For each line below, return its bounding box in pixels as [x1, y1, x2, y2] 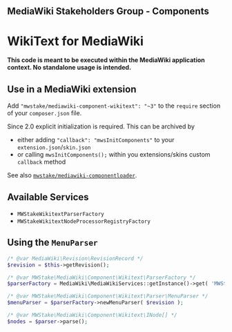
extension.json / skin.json [17, 143, 91, 151]
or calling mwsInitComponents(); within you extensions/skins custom [17, 150, 211, 159]
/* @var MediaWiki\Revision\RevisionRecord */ [7, 255, 144, 262]
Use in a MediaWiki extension [7, 83, 137, 95]
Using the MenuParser [7, 237, 98, 248]
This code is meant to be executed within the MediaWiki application [7, 56, 205, 64]
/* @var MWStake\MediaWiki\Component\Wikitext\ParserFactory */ [7, 274, 196, 281]
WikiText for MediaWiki [7, 33, 144, 49]
